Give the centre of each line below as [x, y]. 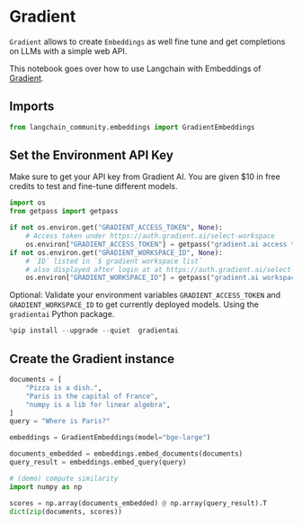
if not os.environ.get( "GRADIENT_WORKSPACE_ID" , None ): [116, 253]
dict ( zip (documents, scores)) [66, 511]
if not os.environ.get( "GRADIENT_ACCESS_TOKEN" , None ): [116, 228]
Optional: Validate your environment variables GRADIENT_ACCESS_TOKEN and [145, 295]
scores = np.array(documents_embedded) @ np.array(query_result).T [138, 503]
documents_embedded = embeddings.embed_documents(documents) [126, 454]
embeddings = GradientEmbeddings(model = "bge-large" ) [110, 438]
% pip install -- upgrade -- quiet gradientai [94, 330]
